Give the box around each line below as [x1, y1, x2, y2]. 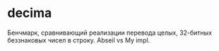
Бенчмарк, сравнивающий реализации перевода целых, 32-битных [7, 28, 213, 37]
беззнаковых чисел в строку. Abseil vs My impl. [7, 35, 150, 44]
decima [7, 5, 52, 21]
